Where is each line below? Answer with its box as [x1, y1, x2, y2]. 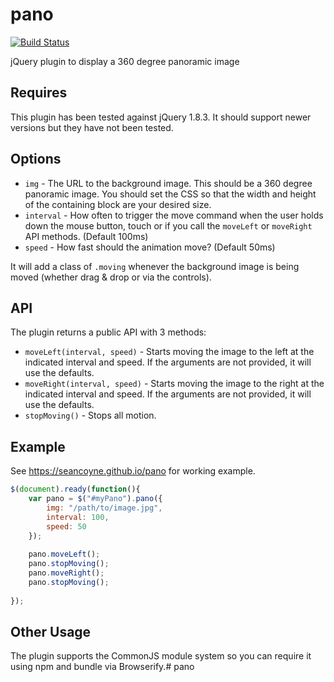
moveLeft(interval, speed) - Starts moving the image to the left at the [24, 346, 315, 358]
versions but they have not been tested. [10, 121, 174, 133]
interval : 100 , [46, 512, 110, 522]
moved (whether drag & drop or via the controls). [10, 271, 212, 283]
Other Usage [10, 623, 92, 640]
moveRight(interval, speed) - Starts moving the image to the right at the [24, 378, 325, 390]
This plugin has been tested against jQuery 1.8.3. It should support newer [10, 111, 312, 123]
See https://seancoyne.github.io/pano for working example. [10, 465, 256, 477]
